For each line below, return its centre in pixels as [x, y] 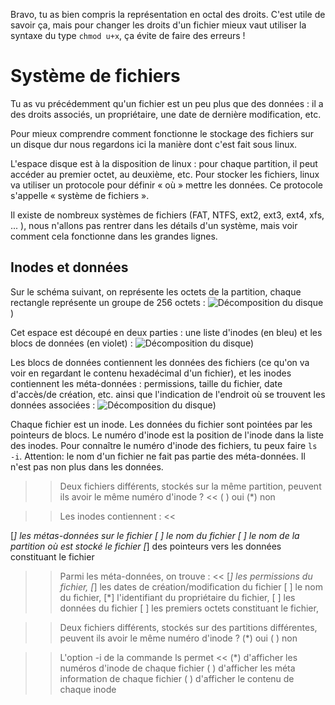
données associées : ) [113, 405]
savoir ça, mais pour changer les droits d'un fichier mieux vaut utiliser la [158, 25]
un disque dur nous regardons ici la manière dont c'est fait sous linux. [154, 144]
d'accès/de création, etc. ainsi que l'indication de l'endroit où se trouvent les [168, 394]
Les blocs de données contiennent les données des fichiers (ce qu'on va [160, 362]
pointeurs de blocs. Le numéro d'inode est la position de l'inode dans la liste [167, 435]
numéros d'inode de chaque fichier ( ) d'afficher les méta [177, 668]
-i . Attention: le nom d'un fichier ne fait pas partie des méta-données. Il [158, 456]
